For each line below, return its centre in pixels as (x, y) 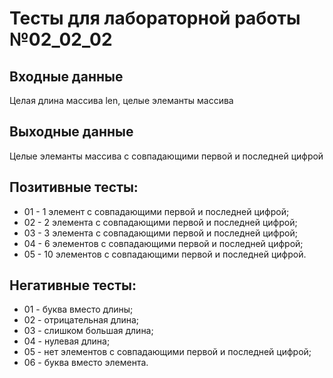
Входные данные (66, 76)
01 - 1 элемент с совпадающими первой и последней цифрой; (156, 211)
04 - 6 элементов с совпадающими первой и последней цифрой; (163, 243)
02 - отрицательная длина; (81, 320)
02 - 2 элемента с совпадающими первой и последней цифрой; (160, 222)
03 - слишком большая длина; (88, 331)
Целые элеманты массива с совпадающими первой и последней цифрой (166, 156)
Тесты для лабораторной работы (155, 18)
